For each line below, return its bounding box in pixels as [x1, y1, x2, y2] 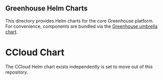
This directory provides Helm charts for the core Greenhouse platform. [5, 17, 154, 24]
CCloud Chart [5, 47, 65, 58]
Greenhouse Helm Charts [5, 4, 88, 13]
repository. [5, 69, 28, 75]
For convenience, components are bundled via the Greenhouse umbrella [5, 23, 158, 29]
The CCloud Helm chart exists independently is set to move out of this [5, 64, 153, 70]
